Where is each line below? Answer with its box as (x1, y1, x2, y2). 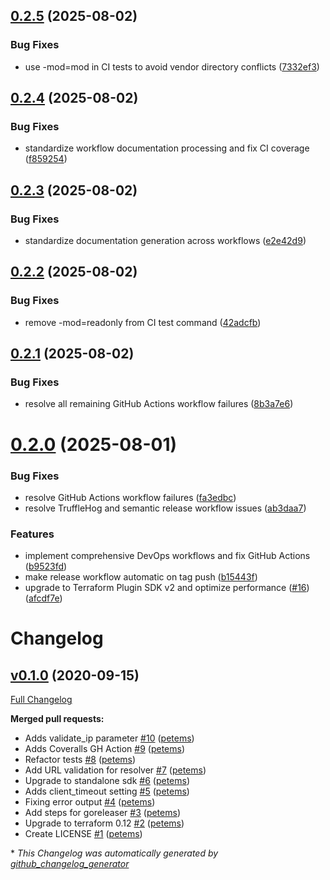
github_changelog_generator (10, 858, 130, 870)
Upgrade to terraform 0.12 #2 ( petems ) (24, 817, 185, 829)
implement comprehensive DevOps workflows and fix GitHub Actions (24, 550, 311, 562)
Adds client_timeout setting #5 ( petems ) (24, 785, 190, 798)
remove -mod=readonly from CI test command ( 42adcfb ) (24, 316, 262, 328)
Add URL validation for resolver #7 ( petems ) (24, 764, 207, 776)
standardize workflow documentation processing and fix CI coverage (24, 142, 310, 154)
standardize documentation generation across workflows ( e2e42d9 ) (24, 235, 307, 247)
